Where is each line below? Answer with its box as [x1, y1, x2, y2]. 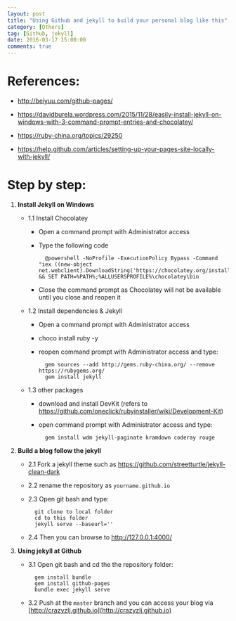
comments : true [7, 43, 52, 50]
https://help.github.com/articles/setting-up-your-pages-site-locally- [17, 145, 215, 153]
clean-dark [27, 467, 60, 475]
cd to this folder [34, 514, 88, 521]
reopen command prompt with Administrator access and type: [38, 347, 219, 356]
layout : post [7, 10, 46, 18]
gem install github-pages [34, 580, 110, 587]
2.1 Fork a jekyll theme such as [27, 460, 117, 468]
